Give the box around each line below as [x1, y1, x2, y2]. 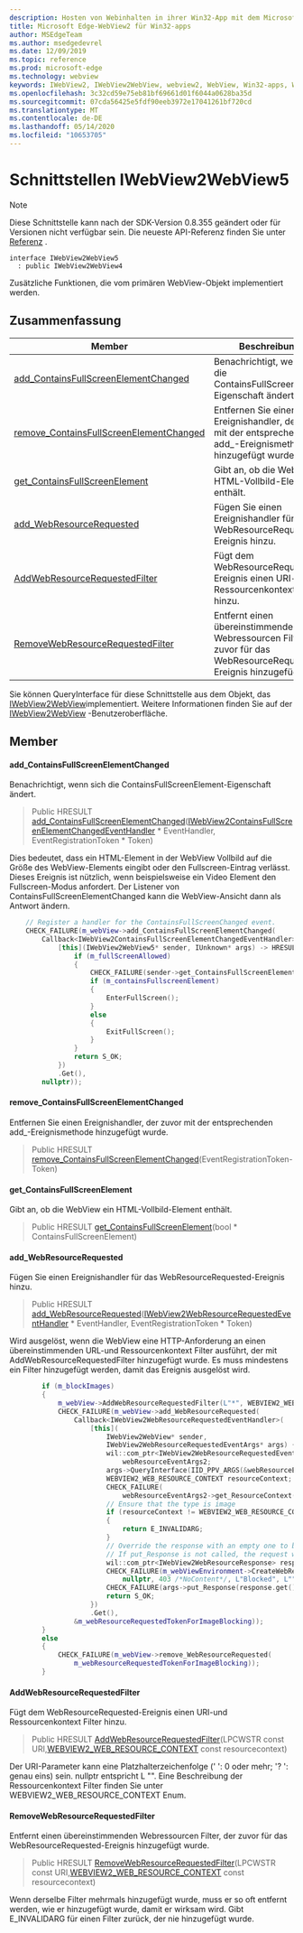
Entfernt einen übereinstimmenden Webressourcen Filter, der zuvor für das [9, 1830, 289, 1842]
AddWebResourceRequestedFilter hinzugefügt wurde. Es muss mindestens [9, 1355, 289, 1366]
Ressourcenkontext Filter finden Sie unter [9, 1780, 164, 1791]
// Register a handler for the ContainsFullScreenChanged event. [25, 918, 277, 927]
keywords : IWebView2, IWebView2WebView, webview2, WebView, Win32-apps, [9, 80, 289, 89]
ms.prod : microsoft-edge [9, 64, 103, 73]
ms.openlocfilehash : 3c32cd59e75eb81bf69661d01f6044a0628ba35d [9, 88, 252, 98]
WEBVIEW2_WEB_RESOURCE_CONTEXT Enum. [9, 1789, 187, 1801]
